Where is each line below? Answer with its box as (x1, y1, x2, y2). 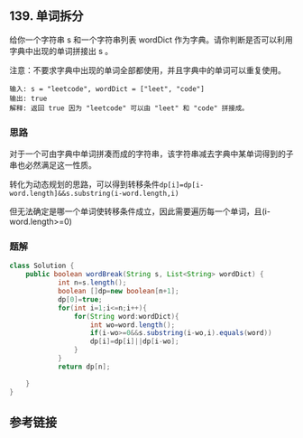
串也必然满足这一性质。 (9, 160, 96, 171)
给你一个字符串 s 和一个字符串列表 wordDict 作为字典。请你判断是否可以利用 (9, 34, 293, 45)
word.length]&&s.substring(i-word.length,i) (9, 189, 179, 199)
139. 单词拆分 (9, 8, 84, 24)
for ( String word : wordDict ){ (73, 312, 179, 321)
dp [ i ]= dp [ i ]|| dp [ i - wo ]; (89, 337, 179, 346)
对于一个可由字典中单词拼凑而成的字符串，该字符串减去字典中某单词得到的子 (9, 148, 294, 160)
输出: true (9, 94, 48, 103)
